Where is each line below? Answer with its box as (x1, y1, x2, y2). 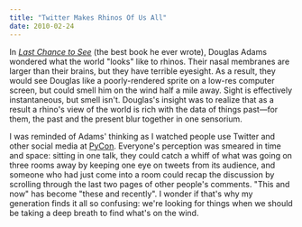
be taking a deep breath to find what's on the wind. (9, 207, 199, 218)
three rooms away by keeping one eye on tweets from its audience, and (9, 159, 276, 170)
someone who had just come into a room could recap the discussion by (9, 168, 275, 180)
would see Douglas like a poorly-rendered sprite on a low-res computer (9, 75, 275, 86)
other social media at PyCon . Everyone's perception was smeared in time (9, 141, 281, 151)
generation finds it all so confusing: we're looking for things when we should (9, 197, 293, 208)
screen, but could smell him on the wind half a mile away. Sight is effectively (9, 85, 293, 95)
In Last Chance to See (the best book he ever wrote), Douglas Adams (9, 46, 268, 57)
